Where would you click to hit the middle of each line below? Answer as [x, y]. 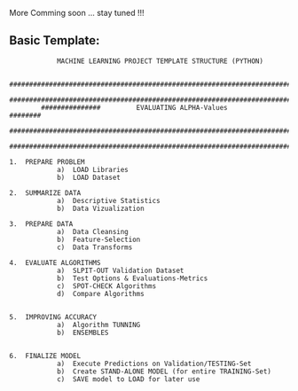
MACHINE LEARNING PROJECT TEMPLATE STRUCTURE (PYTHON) [160, 61]
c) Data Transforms [94, 247]
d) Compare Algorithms [100, 293]
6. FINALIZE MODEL [45, 356]
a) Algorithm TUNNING [98, 325]
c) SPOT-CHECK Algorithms [106, 286]
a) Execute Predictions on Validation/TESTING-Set [154, 364]
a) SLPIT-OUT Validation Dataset [120, 270]
